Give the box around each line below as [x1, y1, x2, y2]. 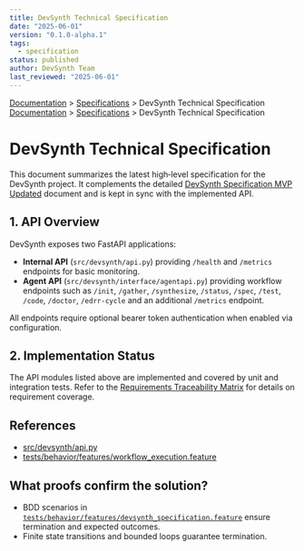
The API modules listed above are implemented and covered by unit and [9, 372, 279, 383]
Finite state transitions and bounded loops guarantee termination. [22, 530, 268, 541]
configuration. [9, 321, 62, 332]
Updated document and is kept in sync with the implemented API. [9, 188, 254, 199]
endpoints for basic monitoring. [22, 265, 141, 277]
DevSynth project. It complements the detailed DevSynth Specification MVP [9, 178, 293, 189]
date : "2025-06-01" [9, 22, 83, 31]
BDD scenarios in [22, 501, 88, 513]
